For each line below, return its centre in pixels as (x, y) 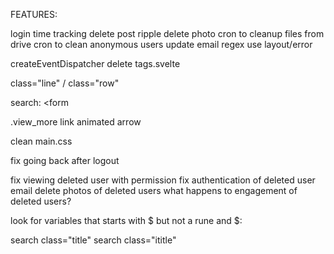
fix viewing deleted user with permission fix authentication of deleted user (163, 180)
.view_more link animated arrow (76, 122)
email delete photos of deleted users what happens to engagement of (154, 190)
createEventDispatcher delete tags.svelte (95, 63)
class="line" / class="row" (65, 83)
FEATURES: (34, 14)
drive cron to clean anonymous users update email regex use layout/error (161, 44)
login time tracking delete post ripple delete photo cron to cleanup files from (167, 33)
